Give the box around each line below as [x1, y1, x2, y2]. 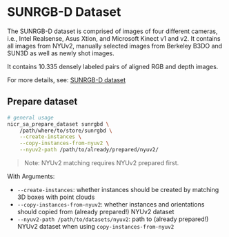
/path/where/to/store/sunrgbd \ [19, 127, 112, 134]
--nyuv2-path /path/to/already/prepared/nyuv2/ [19, 146, 159, 153]
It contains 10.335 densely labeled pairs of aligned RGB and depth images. [7, 62, 219, 70]
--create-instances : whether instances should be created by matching [17, 186, 219, 193]
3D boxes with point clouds [17, 193, 95, 201]
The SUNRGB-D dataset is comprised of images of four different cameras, [7, 27, 219, 35]
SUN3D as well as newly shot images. [7, 49, 115, 57]
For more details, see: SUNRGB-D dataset [7, 75, 126, 84]
